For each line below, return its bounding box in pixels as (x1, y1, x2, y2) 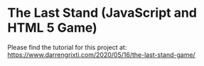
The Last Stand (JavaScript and (7, 5, 198, 21)
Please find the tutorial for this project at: (7, 43, 127, 51)
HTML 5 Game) (7, 20, 97, 36)
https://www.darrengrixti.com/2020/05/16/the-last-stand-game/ (7, 51, 195, 59)
